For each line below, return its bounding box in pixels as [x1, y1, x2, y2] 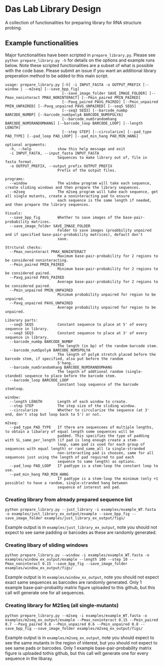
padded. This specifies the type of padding [57, 433, 150, 438]
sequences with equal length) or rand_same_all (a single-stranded [5, 446, 145, 451]
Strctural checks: [5, 245, 42, 250]
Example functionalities [5, 39, 79, 47]
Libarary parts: [5, 318, 38, 322]
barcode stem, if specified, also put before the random [5, 356, 123, 361]
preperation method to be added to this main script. [5, 72, 109, 79]
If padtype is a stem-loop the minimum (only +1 [57, 476, 159, 481]
